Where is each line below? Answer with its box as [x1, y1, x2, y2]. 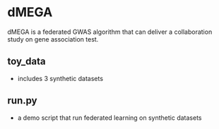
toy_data [7, 56, 46, 68]
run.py [7, 94, 37, 106]
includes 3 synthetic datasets [17, 74, 104, 82]
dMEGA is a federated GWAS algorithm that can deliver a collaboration [7, 27, 213, 36]
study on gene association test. [7, 35, 99, 43]
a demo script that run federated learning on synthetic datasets [17, 113, 202, 122]
